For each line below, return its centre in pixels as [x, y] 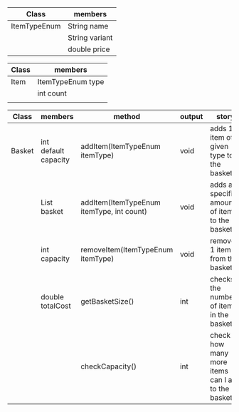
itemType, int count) [114, 211]
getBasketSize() [107, 301]
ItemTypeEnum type [71, 82]
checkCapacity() [109, 366]
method [127, 117]
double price [89, 49]
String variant [90, 37]
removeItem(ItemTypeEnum [127, 250]
